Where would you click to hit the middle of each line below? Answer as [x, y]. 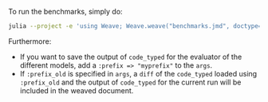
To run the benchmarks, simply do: [65, 12]
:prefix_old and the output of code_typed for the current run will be [130, 82]
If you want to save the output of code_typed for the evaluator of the [131, 57]
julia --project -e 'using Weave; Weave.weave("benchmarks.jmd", [119, 26]
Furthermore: [30, 41]
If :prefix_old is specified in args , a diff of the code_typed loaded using [138, 73]
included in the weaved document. [77, 90]
